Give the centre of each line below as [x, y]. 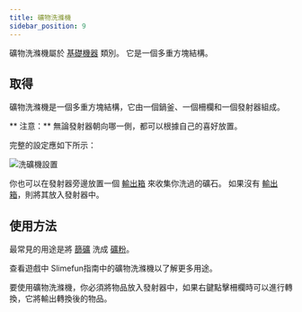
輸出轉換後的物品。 [76, 299]
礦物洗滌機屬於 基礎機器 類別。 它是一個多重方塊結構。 [111, 53]
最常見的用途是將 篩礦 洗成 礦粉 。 [72, 249]
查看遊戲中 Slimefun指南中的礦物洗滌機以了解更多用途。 [113, 268]
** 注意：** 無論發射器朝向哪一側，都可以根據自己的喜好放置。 [126, 126]
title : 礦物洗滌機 [40, 18]
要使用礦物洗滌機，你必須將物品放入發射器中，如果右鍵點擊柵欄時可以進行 [147, 288]
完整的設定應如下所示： [53, 146]
